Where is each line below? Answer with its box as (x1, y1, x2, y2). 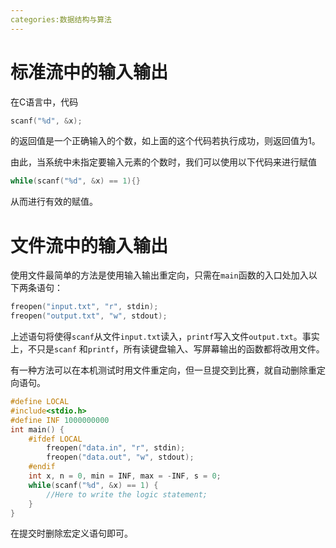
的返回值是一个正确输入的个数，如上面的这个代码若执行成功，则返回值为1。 (10, 135, 321, 147)
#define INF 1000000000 (10, 415, 110, 425)
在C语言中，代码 (10, 96, 79, 108)
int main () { (10, 424, 65, 435)
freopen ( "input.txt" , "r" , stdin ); (10, 302, 159, 312)
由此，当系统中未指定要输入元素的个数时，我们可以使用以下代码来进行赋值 (10, 156, 317, 168)
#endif (28, 462, 56, 472)
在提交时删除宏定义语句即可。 (10, 527, 133, 540)
